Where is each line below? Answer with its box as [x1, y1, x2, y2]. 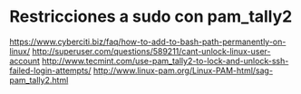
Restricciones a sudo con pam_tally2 [9, 6, 293, 27]
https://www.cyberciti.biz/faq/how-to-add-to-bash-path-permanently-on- [9, 36, 286, 47]
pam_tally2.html [9, 74, 69, 85]
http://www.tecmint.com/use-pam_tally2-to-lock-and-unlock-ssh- [42, 55, 289, 66]
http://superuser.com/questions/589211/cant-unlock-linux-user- [31, 45, 271, 56]
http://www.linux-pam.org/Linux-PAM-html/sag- [92, 65, 274, 76]
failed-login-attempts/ [9, 65, 92, 76]
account [9, 55, 41, 66]
